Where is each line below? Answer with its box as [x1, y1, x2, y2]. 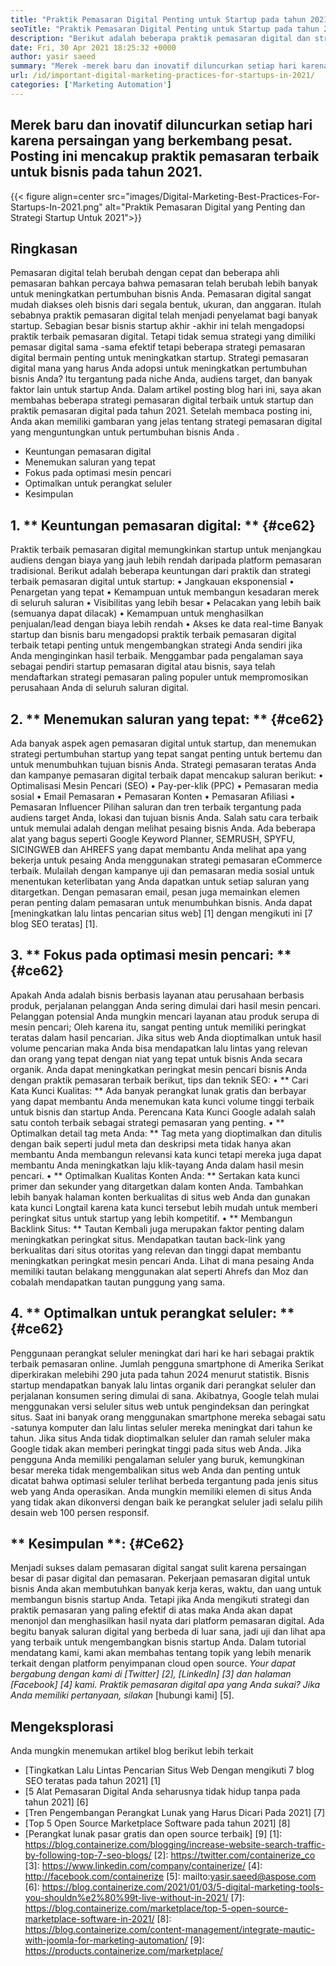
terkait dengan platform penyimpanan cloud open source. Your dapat [10, 1657, 296, 1670]
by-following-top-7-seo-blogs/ [24, 1849, 152, 1861]
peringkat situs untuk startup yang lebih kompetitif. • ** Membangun [10, 1212, 293, 1224]
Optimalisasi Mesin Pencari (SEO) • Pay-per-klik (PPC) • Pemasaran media [10, 780, 319, 791]
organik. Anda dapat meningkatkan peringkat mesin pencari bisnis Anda [10, 1063, 308, 1075]
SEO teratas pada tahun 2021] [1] [24, 1775, 162, 1787]
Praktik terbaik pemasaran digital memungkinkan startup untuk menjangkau [10, 544, 322, 556]
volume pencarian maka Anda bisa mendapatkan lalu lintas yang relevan [10, 1042, 308, 1054]
